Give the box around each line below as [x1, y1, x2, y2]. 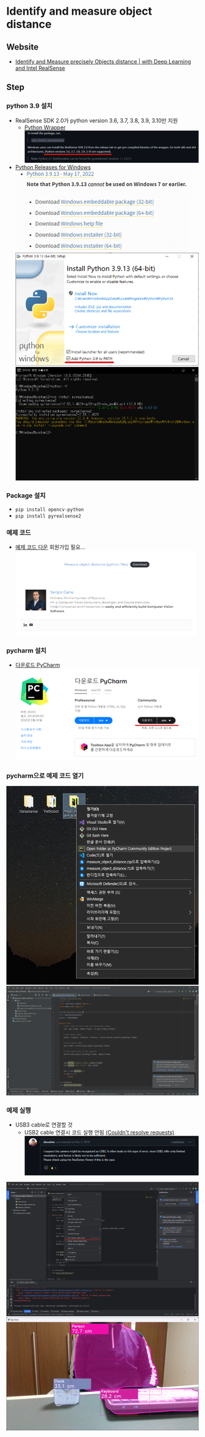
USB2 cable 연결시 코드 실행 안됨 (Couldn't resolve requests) [24, 1129, 174, 1136]
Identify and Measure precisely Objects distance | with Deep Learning [15, 58, 191, 65]
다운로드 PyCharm [15, 662, 60, 669]
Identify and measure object [6, 4, 153, 18]
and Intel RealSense [15, 64, 65, 72]
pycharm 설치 [6, 646, 47, 655]
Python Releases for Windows [15, 164, 92, 171]
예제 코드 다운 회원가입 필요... [15, 543, 85, 551]
